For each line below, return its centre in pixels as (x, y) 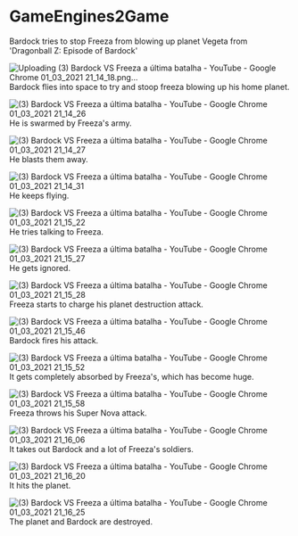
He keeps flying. (39, 195)
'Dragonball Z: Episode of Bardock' (74, 50)
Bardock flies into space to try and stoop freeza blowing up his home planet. (149, 87)
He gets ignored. (40, 268)
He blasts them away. (49, 159)
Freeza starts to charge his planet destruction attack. (106, 304)
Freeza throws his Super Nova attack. (78, 413)
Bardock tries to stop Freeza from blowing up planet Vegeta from (128, 41)
